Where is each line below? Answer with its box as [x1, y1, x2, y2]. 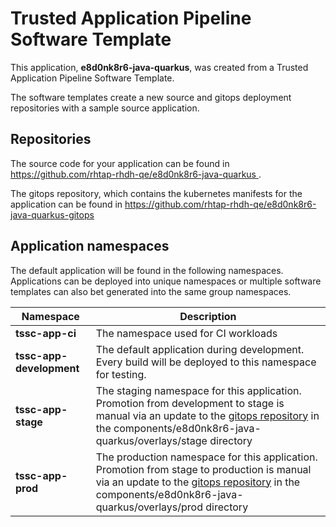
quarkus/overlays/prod [95, 500, 203, 514]
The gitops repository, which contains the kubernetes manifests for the [10, 187, 303, 199]
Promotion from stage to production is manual [95, 462, 312, 476]
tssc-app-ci [15, 326, 77, 340]
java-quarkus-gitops [10, 208, 95, 221]
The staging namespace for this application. [95, 383, 302, 397]
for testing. [95, 367, 147, 381]
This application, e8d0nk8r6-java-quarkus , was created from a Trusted [10, 61, 309, 73]
